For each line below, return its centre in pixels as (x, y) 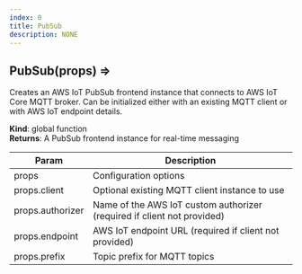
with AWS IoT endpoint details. (66, 111)
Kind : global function (49, 129)
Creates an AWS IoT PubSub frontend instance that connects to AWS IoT (144, 93)
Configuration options (139, 176)
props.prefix (40, 257)
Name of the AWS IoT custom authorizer (178, 205)
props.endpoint (46, 236)
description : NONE (44, 34)
